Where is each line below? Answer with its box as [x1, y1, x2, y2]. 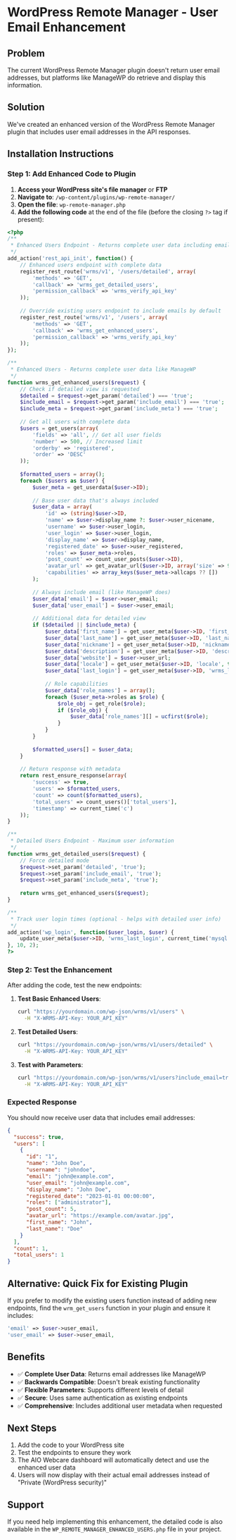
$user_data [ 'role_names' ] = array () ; [44, 686, 156, 694]
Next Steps [7, 1422, 57, 1434]
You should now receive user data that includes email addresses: [7, 1113, 195, 1121]
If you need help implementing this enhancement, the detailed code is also [7, 1517, 223, 1526]
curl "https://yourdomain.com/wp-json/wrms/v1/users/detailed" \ [17, 1041, 213, 1049]
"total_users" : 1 [13, 1252, 65, 1259]
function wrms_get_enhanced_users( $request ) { [7, 378, 146, 386]
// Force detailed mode [20, 857, 90, 864]
